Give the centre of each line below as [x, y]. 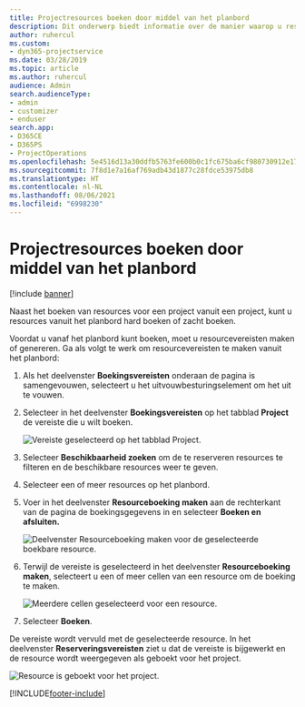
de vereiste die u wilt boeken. [78, 422]
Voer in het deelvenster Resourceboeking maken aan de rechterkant [152, 502]
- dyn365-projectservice [56, 52]
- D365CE [26, 136]
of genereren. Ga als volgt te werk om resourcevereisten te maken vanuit [146, 348]
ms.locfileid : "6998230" [56, 204]
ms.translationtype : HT [54, 178]
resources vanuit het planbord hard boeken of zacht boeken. [123, 320]
